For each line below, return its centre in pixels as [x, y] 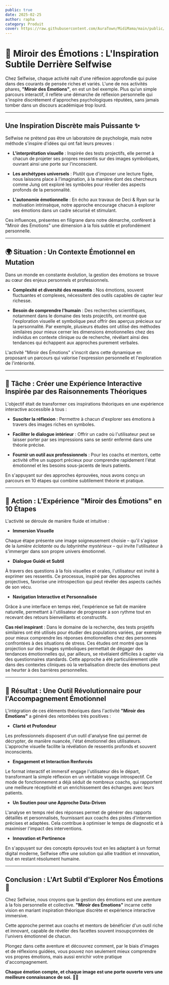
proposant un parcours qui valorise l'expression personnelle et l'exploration [83, 358]
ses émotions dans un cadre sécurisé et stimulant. [65, 210]
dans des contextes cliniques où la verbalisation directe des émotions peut [83, 665]
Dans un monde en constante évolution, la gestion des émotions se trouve [82, 275]
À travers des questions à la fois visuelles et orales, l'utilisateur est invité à [82, 571]
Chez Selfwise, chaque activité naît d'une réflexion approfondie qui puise [81, 78]
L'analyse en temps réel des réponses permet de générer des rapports [78, 812]
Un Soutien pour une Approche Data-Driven [59, 803]
